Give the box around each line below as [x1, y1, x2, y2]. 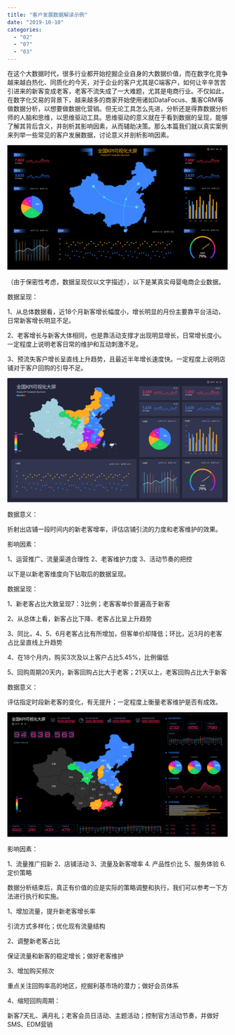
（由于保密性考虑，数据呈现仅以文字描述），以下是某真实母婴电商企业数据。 [7, 277, 225, 286]
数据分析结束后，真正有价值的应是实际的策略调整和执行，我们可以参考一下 [7, 883, 222, 891]
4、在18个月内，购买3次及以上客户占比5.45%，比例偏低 [7, 653, 169, 661]
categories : [7, 26, 42, 33]
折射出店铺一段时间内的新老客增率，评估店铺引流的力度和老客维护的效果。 [7, 525, 222, 533]
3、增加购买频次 [7, 966, 55, 975]
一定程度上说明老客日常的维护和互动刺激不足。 [7, 340, 142, 348]
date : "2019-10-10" [7, 18, 64, 26]
